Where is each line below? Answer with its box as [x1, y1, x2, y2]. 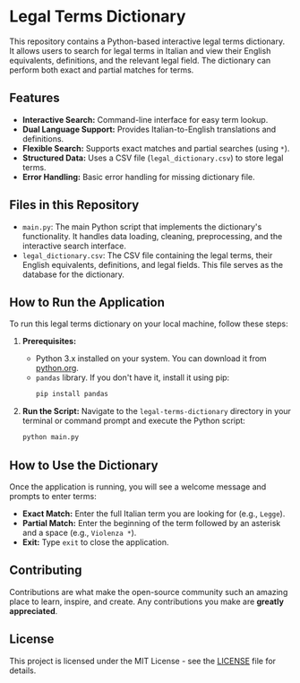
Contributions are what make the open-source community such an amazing [9, 586, 288, 597]
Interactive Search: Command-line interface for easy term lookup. [21, 114, 269, 125]
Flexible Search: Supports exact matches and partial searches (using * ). [21, 143, 290, 153]
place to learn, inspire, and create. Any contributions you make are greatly [9, 596, 285, 607]
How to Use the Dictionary [9, 457, 159, 472]
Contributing [9, 563, 82, 578]
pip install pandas [35, 390, 109, 399]
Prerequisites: [21, 336, 77, 347]
